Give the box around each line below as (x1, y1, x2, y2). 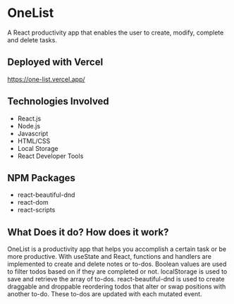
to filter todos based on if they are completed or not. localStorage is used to (7, 267, 228, 276)
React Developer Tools (17, 152, 84, 160)
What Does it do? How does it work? (7, 226, 169, 238)
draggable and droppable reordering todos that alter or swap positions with (7, 282, 226, 291)
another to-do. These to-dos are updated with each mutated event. (7, 290, 202, 298)
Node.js (17, 121, 41, 130)
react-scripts (17, 206, 56, 214)
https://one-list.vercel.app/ (7, 75, 86, 83)
